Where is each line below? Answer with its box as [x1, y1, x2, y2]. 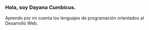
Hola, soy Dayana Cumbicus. [5, 4, 76, 11]
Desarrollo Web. [5, 20, 38, 26]
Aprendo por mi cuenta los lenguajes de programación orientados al [5, 15, 145, 21]
